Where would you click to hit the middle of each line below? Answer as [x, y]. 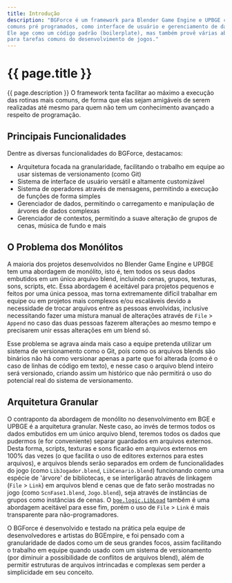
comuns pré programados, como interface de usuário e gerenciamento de [112, 26]
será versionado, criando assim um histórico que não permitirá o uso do [109, 373]
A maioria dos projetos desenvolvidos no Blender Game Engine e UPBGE [110, 264]
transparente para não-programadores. [63, 514]
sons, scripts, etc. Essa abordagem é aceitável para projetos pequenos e [110, 286]
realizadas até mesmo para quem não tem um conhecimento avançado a [111, 107]
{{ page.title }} [50, 74]
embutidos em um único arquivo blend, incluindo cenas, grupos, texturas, [112, 278]
